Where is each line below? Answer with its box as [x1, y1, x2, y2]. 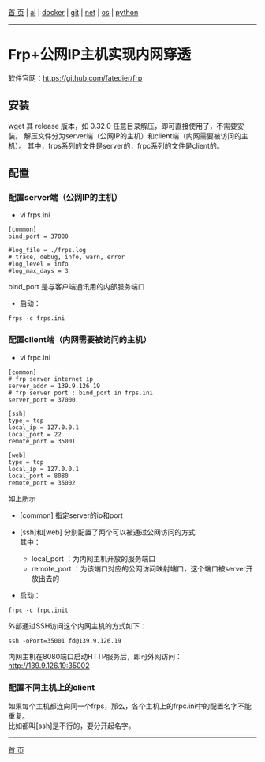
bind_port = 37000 [8, 232, 69, 240]
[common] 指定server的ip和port [19, 510, 124, 520]
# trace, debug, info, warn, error [8, 253, 125, 262]
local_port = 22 [8, 430, 62, 438]
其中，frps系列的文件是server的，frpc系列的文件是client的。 [27, 141, 224, 150]
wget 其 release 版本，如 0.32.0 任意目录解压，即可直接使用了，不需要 [8, 121, 238, 130]
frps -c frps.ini [8, 315, 65, 323]
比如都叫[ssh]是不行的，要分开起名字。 [8, 721, 136, 730]
